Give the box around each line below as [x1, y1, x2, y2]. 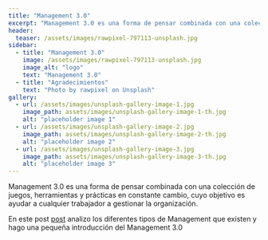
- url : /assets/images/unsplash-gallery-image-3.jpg [15, 145, 195, 153]
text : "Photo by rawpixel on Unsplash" [22, 85, 156, 94]
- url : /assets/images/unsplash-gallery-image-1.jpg [15, 100, 195, 108]
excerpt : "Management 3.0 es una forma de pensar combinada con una [8, 19, 241, 27]
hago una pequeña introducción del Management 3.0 [8, 222, 183, 232]
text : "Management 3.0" [22, 71, 102, 79]
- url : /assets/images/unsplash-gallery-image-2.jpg [15, 123, 195, 131]
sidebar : [8, 41, 37, 49]
